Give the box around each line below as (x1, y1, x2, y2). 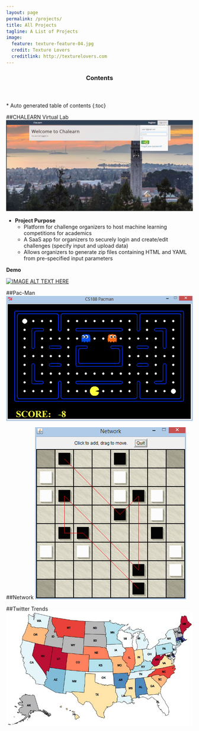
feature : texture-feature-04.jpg (11, 41, 94, 47)
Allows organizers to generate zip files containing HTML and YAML (23, 248, 187, 255)
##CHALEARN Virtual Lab (6, 113, 69, 120)
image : (6, 34, 23, 41)
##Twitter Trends (6, 605, 49, 612)
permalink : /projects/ (6, 15, 62, 22)
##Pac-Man (6, 289, 36, 296)
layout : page (6, 9, 38, 15)
